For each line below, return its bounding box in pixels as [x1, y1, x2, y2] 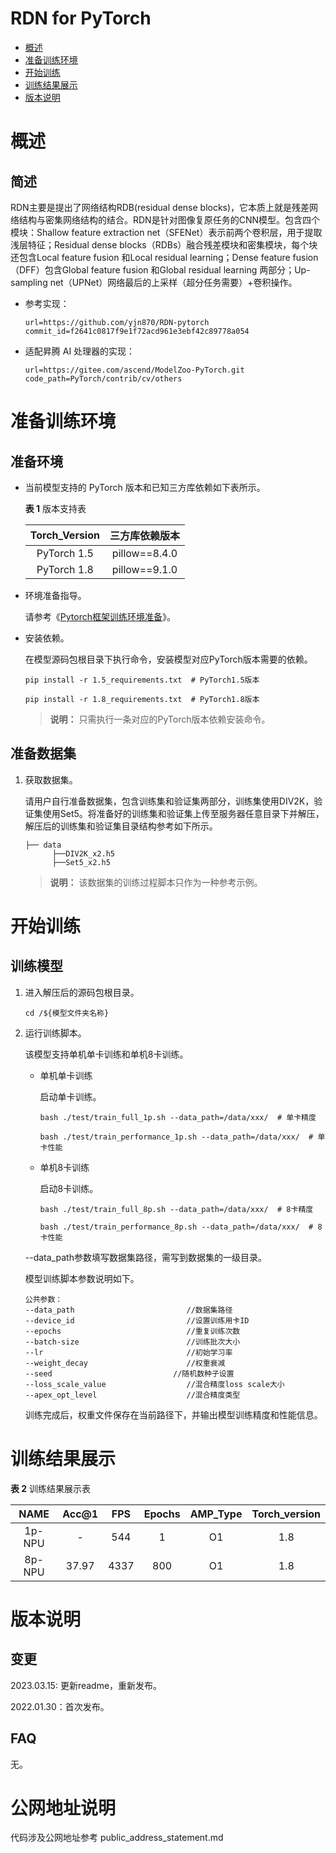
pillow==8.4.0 [111, 546, 178, 560]
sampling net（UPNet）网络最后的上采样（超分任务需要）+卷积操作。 [10, 276, 298, 288]
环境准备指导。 [24, 589, 87, 601]
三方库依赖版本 [109, 528, 180, 542]
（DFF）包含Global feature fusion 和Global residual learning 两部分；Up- [10, 263, 311, 276]
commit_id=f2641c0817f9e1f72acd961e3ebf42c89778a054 [24, 326, 250, 336]
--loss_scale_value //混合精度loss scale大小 [24, 1379, 285, 1389]
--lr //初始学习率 [24, 1347, 233, 1357]
